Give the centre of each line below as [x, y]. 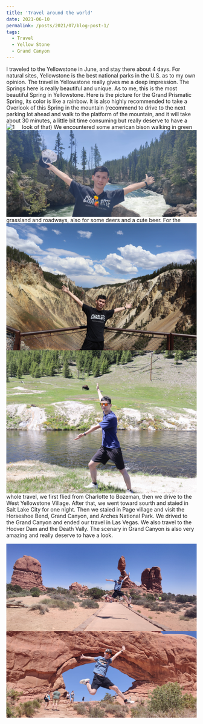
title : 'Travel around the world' [50, 13]
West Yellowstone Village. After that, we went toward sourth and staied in [98, 503]
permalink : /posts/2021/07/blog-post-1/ [58, 25]
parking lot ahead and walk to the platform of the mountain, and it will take [99, 114]
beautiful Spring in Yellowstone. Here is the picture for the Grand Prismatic [99, 94]
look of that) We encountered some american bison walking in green [107, 127]
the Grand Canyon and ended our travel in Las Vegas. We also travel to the [99, 522]
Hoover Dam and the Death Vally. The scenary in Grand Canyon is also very [100, 528]
